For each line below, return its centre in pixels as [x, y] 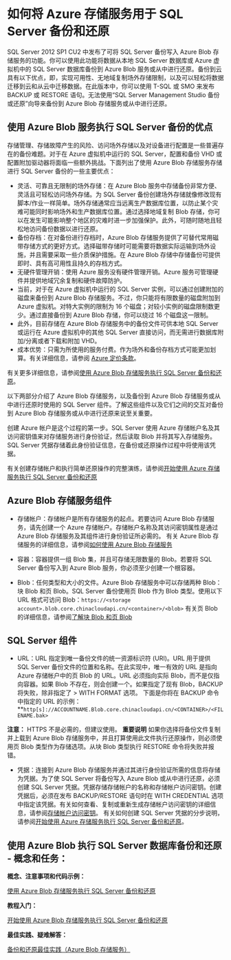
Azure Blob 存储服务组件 [59, 501]
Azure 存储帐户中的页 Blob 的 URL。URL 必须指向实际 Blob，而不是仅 [115, 675]
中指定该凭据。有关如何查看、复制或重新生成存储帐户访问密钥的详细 [113, 804]
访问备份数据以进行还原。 [65, 229]
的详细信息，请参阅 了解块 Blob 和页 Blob [75, 617]
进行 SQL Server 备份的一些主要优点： [61, 171]
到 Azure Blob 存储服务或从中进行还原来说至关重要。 [82, 413]
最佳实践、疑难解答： [37, 935]
